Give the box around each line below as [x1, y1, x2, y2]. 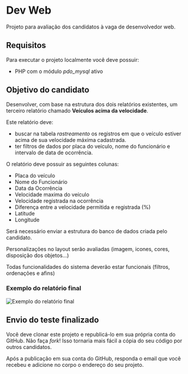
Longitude [14, 216, 40, 223]
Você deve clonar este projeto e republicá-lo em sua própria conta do [6, 331, 176, 338]
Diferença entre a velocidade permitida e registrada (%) [14, 203, 151, 211]
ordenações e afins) [6, 270, 55, 277]
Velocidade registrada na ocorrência [14, 197, 103, 204]
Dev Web [6, 4, 51, 17]
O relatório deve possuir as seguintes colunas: [6, 160, 119, 167]
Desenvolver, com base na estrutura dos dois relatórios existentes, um [6, 100, 178, 107]
